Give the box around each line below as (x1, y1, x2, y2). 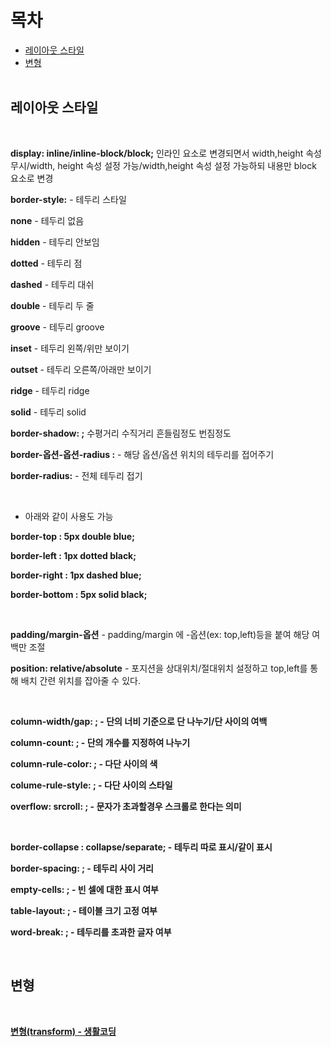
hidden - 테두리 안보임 (10, 236, 100, 248)
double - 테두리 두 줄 (10, 299, 95, 311)
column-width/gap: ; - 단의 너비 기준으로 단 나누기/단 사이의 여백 (10, 715, 268, 727)
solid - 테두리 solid (10, 406, 87, 418)
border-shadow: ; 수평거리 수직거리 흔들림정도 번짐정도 (10, 427, 232, 439)
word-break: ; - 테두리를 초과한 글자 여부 (10, 926, 172, 938)
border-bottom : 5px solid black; (10, 588, 148, 600)
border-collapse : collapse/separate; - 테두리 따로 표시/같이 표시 (10, 841, 273, 853)
